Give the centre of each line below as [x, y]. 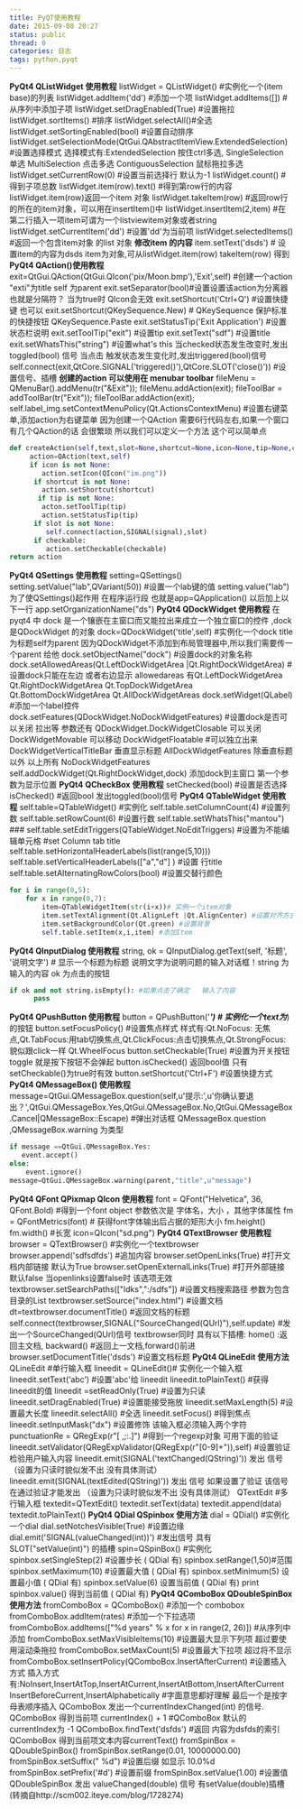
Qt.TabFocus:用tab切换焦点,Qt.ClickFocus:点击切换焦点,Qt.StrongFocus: [153, 1039]
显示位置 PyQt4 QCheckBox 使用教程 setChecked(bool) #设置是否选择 [156, 785]
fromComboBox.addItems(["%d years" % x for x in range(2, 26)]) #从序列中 [150, 1627]
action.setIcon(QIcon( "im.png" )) [105, 473]
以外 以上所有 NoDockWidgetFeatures [80, 762]
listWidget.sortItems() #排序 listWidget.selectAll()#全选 [111, 120]
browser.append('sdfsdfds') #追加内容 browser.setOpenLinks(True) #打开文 [150, 1255]
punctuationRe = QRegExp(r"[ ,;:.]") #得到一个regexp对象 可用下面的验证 [144, 1435]
